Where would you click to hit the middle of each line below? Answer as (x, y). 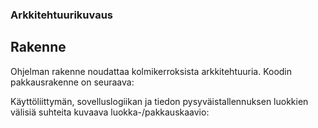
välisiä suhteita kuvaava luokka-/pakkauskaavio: (110, 112)
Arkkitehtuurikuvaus (62, 15)
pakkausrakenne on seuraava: (72, 82)
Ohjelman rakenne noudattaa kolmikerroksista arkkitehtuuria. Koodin (151, 71)
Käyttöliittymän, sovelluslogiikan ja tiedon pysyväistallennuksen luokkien (159, 101)
